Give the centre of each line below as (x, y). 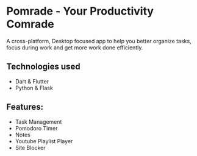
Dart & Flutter (32, 81)
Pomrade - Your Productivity (80, 11)
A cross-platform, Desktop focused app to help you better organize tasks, (99, 41)
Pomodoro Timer (36, 128)
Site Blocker (30, 147)
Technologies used (43, 67)
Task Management (38, 122)
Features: (25, 107)
